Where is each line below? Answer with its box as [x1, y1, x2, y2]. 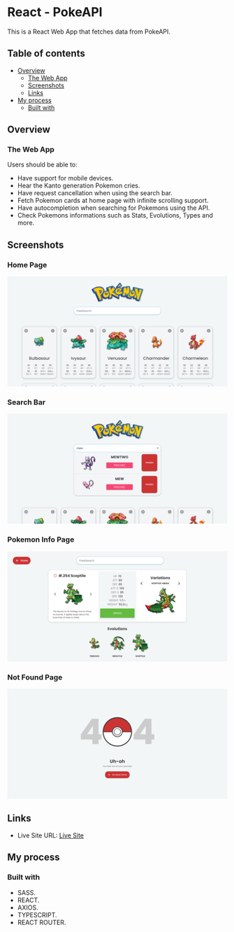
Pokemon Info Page [7, 535, 75, 544]
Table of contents [7, 48, 85, 59]
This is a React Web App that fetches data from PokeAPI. [7, 27, 171, 36]
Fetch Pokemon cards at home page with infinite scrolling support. [17, 197, 209, 205]
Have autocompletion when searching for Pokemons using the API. [17, 204, 210, 212]
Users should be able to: [7, 160, 78, 169]
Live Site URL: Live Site [17, 831, 85, 840]
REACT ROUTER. [17, 918, 66, 926]
